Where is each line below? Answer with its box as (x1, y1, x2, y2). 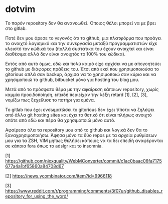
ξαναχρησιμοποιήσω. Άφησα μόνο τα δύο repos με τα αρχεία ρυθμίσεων (5, 132, 157, 138)
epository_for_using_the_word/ (5, 193, 69, 199)
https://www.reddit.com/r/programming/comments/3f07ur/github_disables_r (5, 187, 163, 193)
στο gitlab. (5, 25, 27, 31)
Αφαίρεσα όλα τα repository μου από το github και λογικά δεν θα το (5, 126, 148, 133)
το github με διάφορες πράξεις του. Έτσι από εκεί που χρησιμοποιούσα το (5, 66, 159, 72)
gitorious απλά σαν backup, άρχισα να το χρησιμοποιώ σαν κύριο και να (5, 71, 156, 77)
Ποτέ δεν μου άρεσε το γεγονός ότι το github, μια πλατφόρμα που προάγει (5, 35, 161, 41)
